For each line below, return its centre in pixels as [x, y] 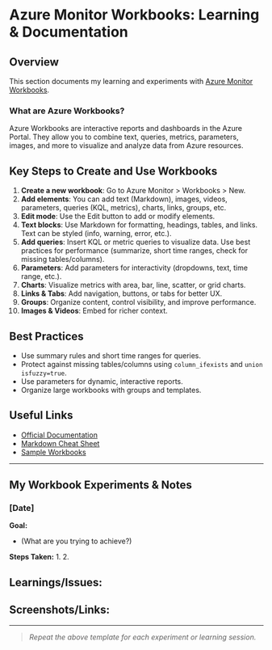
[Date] [22, 509]
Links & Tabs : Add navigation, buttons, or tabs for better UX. [121, 293]
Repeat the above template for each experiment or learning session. [142, 637]
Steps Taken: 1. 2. [39, 557]
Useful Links [41, 415]
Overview [34, 62]
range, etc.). [41, 276]
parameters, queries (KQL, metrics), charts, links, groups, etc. [123, 208]
